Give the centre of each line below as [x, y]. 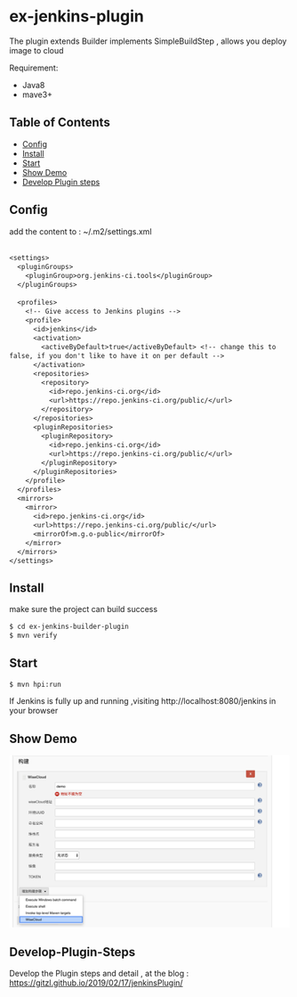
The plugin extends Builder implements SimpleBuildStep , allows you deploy [148, 41]
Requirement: [34, 68]
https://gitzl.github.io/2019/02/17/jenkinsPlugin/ [96, 983]
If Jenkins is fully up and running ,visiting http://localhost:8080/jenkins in [143, 701]
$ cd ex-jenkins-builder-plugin [69, 627]
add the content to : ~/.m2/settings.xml [81, 231]
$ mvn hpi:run [36, 685]
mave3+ [37, 94]
